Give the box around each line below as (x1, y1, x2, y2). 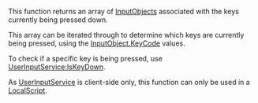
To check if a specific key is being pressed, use (8, 54, 163, 63)
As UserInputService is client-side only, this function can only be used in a (8, 78, 250, 86)
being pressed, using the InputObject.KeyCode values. (8, 39, 185, 48)
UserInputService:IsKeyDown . (8, 62, 106, 72)
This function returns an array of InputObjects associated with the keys (8, 7, 239, 16)
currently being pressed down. (8, 15, 108, 24)
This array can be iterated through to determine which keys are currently (8, 31, 245, 39)
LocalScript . (8, 86, 47, 95)
